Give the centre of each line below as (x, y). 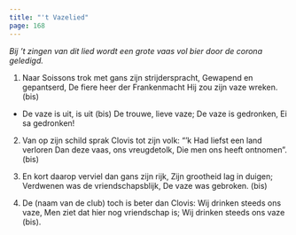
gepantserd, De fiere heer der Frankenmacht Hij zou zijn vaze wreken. (150, 87)
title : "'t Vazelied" (49, 17)
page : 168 (27, 26)
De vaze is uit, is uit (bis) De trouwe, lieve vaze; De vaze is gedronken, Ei (155, 114)
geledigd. (27, 60)
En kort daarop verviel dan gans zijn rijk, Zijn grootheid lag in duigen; (147, 176)
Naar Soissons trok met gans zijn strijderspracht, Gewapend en (137, 77)
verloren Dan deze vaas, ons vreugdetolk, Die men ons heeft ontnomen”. (155, 149)
